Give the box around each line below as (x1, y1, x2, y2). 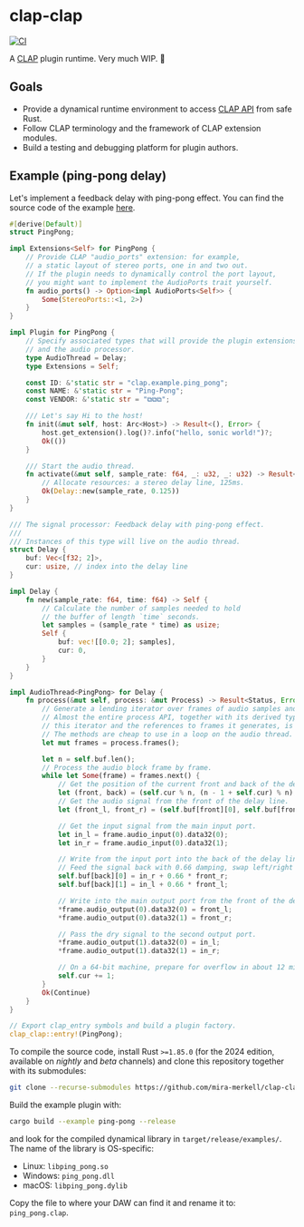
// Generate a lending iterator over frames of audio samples (42, 705, 281, 714)
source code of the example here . (9, 201, 136, 213)
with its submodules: (9, 1066, 87, 1076)
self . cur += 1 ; (57, 971, 116, 980)
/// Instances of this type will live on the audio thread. (9, 537, 242, 546)
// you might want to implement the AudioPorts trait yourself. (25, 278, 273, 287)
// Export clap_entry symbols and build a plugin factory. (9, 1021, 237, 1030)
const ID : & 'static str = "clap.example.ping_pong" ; (25, 378, 229, 387)
